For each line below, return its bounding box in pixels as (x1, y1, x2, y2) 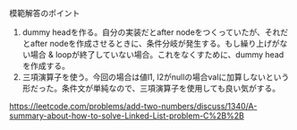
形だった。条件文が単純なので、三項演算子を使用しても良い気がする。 (21, 83, 281, 93)
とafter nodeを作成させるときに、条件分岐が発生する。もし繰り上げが (21, 39, 280, 48)
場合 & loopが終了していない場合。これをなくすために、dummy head (30, 49, 284, 60)
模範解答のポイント (9, 8, 81, 18)
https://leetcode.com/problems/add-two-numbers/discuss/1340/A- (9, 101, 258, 111)
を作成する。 (21, 61, 70, 71)
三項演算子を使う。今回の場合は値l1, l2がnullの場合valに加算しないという (21, 72, 290, 82)
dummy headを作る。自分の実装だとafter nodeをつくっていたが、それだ (21, 27, 289, 38)
